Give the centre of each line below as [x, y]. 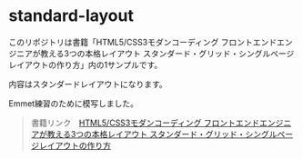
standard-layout [71, 16]
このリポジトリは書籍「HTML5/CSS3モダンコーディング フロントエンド [143, 42]
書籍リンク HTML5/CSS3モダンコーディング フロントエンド [145, 123]
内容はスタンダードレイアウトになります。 [88, 84]
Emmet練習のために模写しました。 [73, 103]
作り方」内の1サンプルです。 [109, 65]
